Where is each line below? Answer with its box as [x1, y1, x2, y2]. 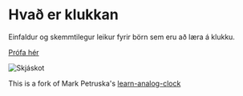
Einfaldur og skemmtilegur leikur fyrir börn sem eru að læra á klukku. [8, 32, 235, 42]
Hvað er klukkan [8, 6, 119, 24]
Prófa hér [8, 47, 39, 57]
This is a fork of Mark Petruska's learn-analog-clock [8, 78, 181, 88]
